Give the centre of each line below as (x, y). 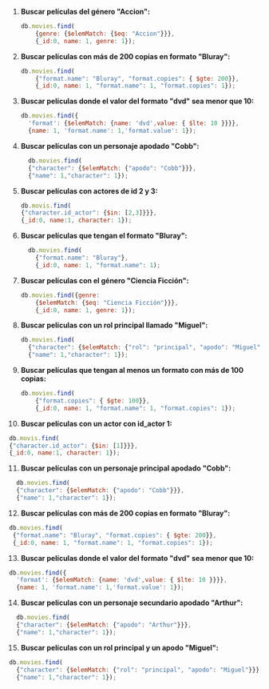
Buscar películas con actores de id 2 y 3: (89, 190)
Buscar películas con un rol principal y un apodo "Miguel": (119, 647)
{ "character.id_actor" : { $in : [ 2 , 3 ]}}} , (89, 213)
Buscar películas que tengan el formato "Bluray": (104, 236)
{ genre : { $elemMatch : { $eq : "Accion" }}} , (105, 34)
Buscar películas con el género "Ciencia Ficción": (105, 280)
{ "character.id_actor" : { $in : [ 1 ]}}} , (73, 446)
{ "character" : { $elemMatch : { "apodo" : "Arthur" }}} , (104, 625)
